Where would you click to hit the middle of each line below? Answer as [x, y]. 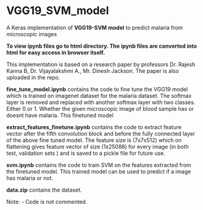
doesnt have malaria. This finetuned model [60, 115]
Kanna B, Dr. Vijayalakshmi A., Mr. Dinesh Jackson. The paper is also [93, 70]
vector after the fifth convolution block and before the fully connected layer [101, 133]
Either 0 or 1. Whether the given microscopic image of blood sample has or [100, 108]
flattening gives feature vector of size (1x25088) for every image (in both [98, 146]
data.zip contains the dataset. [44, 190]
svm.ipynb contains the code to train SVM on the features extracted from [99, 165]
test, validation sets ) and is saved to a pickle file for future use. [86, 153]
